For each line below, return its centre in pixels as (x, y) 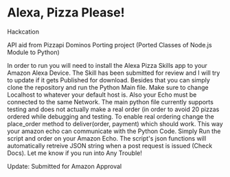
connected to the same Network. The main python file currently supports (111, 102)
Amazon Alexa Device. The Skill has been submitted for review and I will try (114, 73)
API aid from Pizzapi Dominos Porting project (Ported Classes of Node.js (110, 45)
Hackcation (23, 32)
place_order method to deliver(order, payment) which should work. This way (115, 123)
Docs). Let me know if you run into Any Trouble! (74, 153)
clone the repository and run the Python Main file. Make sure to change (108, 87)
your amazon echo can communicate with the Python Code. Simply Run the (114, 131)
